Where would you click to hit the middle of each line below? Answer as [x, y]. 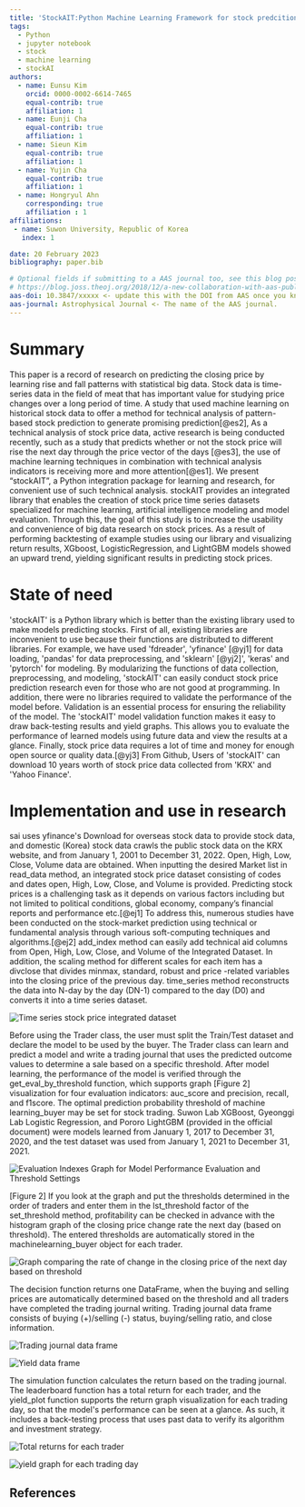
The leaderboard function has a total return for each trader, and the [135, 1391]
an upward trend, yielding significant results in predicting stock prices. [141, 558]
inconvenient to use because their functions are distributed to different [142, 639]
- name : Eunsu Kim [53, 85]
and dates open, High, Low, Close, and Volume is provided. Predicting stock [151, 884]
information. [32, 1328]
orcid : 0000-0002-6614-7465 [79, 94]
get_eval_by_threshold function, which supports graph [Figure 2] [130, 1083]
